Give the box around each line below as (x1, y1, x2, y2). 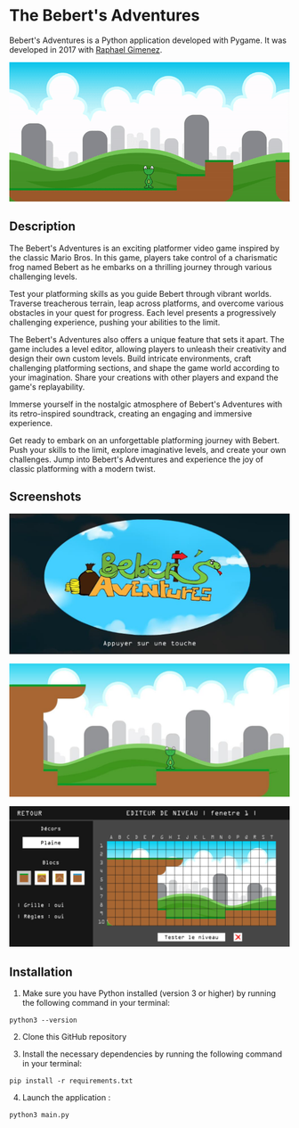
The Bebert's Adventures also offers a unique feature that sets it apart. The (9, 333, 285, 344)
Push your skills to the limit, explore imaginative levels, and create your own (9, 444, 287, 455)
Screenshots (9, 490, 82, 505)
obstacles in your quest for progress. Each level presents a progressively (9, 307, 277, 317)
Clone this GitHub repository (21, 1032, 127, 1042)
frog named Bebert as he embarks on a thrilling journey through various (9, 261, 272, 272)
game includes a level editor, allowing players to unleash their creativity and (9, 343, 287, 354)
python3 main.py (9, 1111, 69, 1120)
